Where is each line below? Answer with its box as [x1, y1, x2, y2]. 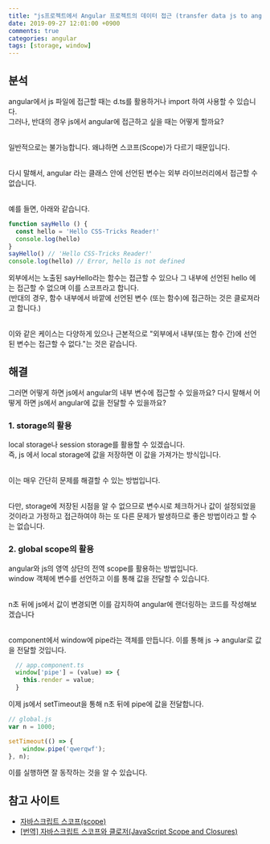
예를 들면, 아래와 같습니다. [8, 203, 90, 214]
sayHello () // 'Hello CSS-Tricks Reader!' [8, 250, 153, 258]
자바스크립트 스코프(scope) [19, 817, 107, 826]
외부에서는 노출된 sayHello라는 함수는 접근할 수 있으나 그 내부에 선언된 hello [8, 273, 247, 283]
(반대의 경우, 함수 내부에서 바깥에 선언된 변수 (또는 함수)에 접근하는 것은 [8, 293, 233, 303]
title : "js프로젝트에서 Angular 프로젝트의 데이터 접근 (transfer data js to [8, 11, 247, 20]
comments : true [8, 27, 59, 35]
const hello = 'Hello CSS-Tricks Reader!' [15, 227, 160, 235]
